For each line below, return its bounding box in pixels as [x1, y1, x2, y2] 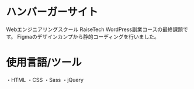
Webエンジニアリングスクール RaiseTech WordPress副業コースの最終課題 [6, 26, 183, 33]
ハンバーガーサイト [6, 5, 98, 19]
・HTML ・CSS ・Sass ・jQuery [6, 76, 84, 83]
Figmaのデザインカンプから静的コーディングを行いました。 [17, 33, 160, 40]
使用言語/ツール [6, 56, 82, 69]
